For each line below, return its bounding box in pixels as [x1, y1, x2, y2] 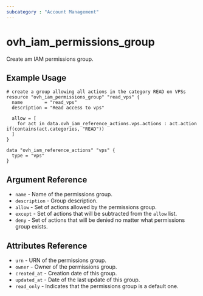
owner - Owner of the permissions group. [15, 263, 117, 270]
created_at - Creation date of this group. [15, 270, 117, 277]
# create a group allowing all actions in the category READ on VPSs [6, 89, 187, 95]
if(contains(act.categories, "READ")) [6, 126, 105, 133]
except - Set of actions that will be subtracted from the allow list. [15, 210, 177, 218]
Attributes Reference [6, 241, 88, 251]
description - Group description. [15, 197, 98, 204]
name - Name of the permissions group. [15, 191, 112, 198]
